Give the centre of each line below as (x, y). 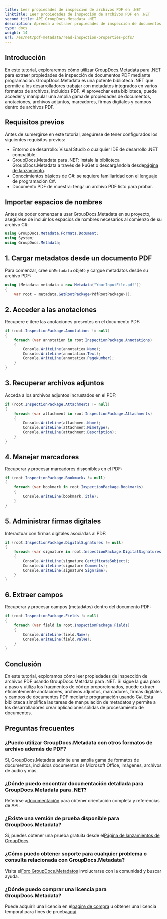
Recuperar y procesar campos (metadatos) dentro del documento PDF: (78, 607)
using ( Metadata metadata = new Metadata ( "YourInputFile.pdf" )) (73, 285)
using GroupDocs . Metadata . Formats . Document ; (52, 234)
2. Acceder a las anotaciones (51, 309)
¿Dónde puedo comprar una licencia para (56, 889)
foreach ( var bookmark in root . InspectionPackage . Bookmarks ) (79, 487)
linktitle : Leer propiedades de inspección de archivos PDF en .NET (78, 14)
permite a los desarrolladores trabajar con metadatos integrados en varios (81, 86)
